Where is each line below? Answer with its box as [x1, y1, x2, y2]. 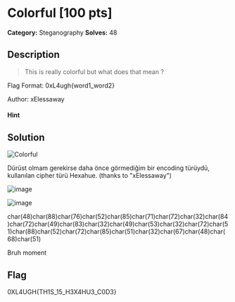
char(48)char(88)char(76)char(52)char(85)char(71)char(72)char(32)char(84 [7, 212, 229, 221]
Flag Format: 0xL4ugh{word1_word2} [7, 81, 115, 90]
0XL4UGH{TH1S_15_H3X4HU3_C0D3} [7, 287, 117, 296]
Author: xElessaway [7, 95, 65, 103]
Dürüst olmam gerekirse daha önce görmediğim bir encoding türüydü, [7, 164, 210, 172]
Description [7, 49, 60, 61]
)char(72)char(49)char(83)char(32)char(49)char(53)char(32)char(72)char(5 [7, 220, 229, 229]
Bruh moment [7, 248, 47, 257]
